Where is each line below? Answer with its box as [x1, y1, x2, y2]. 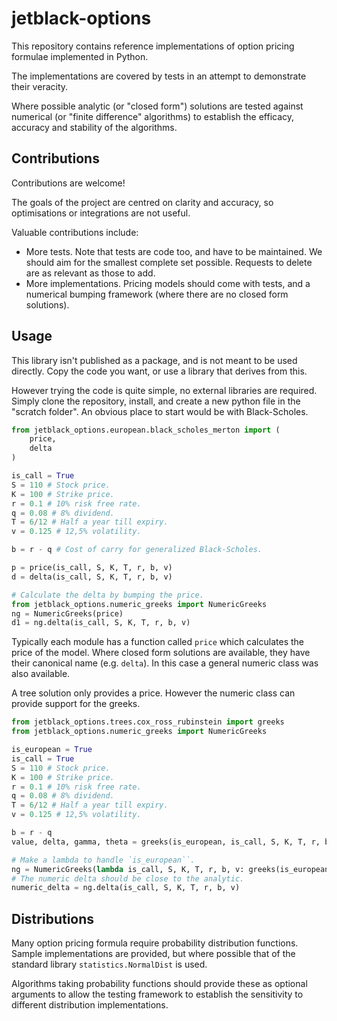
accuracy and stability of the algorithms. [11, 121, 178, 133]
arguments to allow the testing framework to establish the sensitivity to [11, 988, 304, 1001]
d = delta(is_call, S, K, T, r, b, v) [11, 572, 173, 582]
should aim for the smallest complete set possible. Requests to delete [25, 256, 313, 268]
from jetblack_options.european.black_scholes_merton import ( [11, 425, 281, 435]
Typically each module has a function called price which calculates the [11, 636, 304, 648]
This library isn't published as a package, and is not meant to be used [11, 354, 298, 366]
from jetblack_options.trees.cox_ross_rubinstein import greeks [11, 717, 285, 727]
